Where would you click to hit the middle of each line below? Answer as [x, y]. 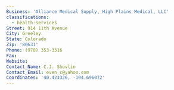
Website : [17, 61]
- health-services [35, 22]
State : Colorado [26, 39]
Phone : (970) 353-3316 [34, 50]
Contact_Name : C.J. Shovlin [41, 67]
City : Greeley [24, 34]
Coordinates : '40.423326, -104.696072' [56, 78]
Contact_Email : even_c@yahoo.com [48, 72]
